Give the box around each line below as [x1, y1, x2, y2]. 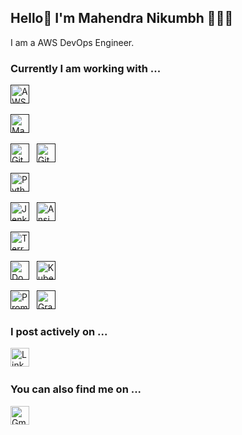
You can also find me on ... [10, 382, 142, 396]
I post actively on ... [10, 325, 108, 339]
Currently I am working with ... [10, 61, 162, 75]
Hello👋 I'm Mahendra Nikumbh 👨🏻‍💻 [10, 10, 234, 27]
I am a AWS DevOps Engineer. [10, 36, 135, 48]
